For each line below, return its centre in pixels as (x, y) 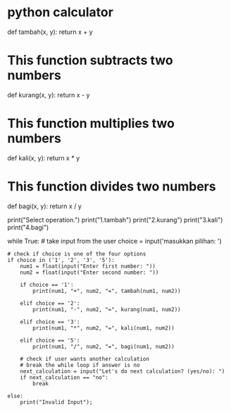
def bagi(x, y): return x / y (45, 206)
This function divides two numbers (112, 186)
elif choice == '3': (50, 322)
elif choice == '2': (50, 303)
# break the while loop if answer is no (80, 365)
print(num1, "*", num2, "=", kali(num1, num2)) (104, 328)
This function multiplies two (91, 124)
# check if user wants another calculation (85, 359)
